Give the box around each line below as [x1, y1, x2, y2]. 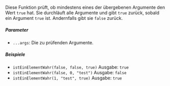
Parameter [5, 26, 29, 33]
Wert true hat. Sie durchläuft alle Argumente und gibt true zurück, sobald [5, 10, 159, 16]
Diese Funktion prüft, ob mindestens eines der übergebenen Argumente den [5, 5, 165, 10]
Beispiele [5, 51, 25, 58]
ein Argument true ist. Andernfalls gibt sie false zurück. [5, 15, 123, 21]
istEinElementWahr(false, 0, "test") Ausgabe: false [12, 69, 127, 75]
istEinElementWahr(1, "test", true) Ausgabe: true [12, 75, 122, 81]
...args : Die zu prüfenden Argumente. [12, 39, 94, 45]
